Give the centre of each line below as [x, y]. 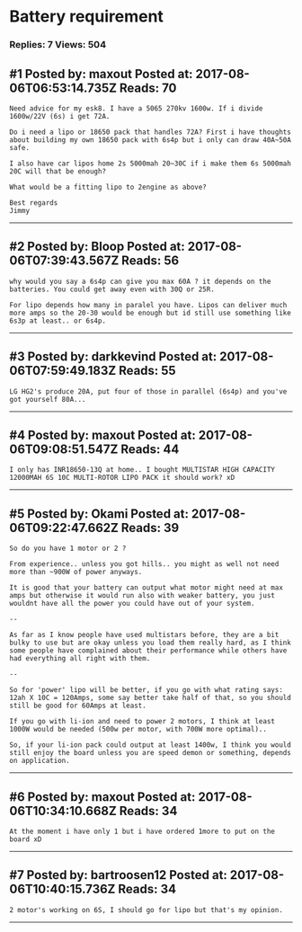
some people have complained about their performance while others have [148, 651]
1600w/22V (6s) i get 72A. [60, 116]
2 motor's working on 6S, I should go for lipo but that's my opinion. [146, 910]
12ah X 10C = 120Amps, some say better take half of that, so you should [151, 698]
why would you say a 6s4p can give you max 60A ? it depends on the [140, 281]
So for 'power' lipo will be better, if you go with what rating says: [146, 690]
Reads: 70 [148, 88]
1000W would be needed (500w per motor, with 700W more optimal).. [138, 730]
